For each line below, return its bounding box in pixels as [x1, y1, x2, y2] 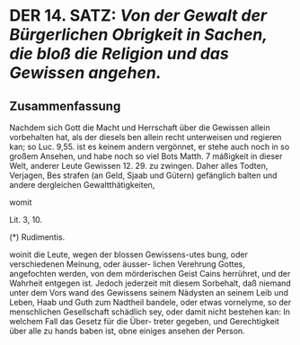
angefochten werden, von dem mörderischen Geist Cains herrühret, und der [9, 269, 291, 279]
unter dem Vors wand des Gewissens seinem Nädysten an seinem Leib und [9, 287, 289, 297]
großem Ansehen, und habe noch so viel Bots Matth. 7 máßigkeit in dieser [9, 151, 283, 162]
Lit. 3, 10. [9, 215, 43, 225]
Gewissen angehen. [9, 63, 162, 84]
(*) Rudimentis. [9, 232, 66, 243]
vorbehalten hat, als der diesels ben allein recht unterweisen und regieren [9, 132, 282, 142]
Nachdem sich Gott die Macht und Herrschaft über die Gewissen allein [9, 122, 271, 133]
